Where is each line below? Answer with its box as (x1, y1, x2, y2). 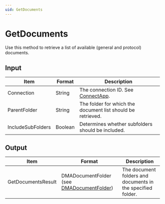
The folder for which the (79, 101, 135, 108)
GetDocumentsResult (7, 179, 57, 185)
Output (5, 143, 27, 152)
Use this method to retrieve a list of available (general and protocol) (5, 45, 141, 50)
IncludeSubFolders (7, 124, 51, 131)
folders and (122, 172, 149, 179)
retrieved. (79, 113, 102, 120)
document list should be (79, 107, 135, 113)
